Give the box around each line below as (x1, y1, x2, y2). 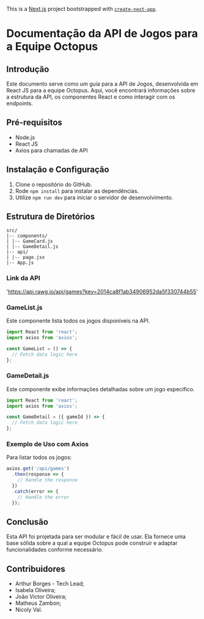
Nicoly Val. (15, 606, 43, 613)
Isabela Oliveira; (15, 587, 56, 594)
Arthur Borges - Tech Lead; (15, 580, 84, 587)
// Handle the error (17, 494, 70, 500)
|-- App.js (6, 260, 34, 266)
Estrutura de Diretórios (6, 211, 95, 222)
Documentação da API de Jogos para (6, 27, 199, 40)
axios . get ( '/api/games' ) (6, 465, 70, 472)
